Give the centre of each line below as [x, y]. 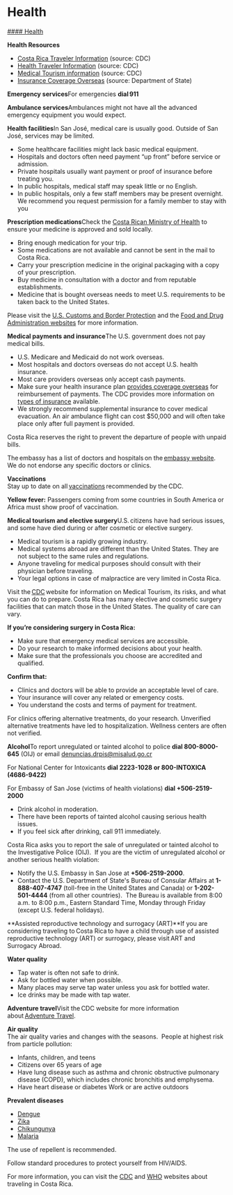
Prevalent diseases [35, 1100]
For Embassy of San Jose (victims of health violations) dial [91, 788]
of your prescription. [47, 272]
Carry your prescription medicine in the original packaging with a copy [118, 264]
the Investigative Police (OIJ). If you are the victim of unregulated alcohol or [116, 852]
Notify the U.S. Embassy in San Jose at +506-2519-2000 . [101, 873]
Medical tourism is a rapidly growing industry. [82, 541]
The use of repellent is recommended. [62, 1149]
